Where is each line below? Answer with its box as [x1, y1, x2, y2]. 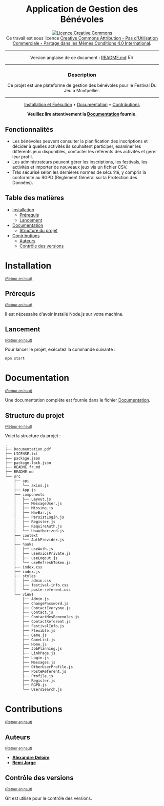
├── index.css [14, 564, 42, 569]
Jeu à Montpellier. [64, 88, 100, 94]
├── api [14, 479, 29, 484]
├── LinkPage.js [22, 651, 56, 656]
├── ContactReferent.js [22, 619, 71, 624]
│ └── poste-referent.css [14, 587, 71, 592]
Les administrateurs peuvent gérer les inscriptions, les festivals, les [12, 159, 148, 165]
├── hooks [14, 542, 34, 547]
